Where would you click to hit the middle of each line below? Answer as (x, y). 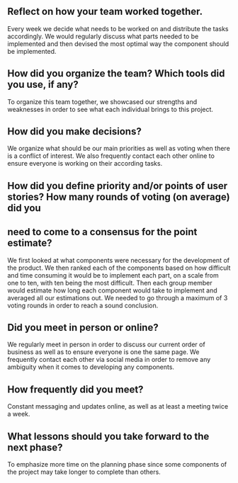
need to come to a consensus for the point (102, 232)
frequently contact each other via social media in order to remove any (109, 360)
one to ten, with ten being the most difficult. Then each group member (110, 283)
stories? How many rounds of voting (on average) (119, 197)
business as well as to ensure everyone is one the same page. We (103, 352)
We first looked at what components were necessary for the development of (119, 260)
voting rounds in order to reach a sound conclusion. (83, 305)
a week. (19, 414)
